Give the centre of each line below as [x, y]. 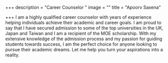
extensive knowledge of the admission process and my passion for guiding [84, 39]
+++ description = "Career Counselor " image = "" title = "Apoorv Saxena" [83, 7]
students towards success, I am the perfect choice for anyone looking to [81, 44]
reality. [12, 55]
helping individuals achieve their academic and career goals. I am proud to [83, 23]
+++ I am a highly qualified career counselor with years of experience [78, 17]
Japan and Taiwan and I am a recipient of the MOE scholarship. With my [81, 33]
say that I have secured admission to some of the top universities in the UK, [85, 28]
